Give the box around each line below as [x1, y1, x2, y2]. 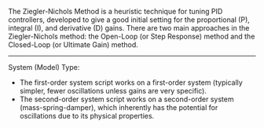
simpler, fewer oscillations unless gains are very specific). [19, 86, 207, 95]
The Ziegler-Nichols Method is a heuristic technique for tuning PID [8, 7, 223, 16]
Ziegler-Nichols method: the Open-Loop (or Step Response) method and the [8, 31, 255, 41]
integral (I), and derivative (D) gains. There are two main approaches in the [8, 24, 250, 32]
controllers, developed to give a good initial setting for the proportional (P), [8, 15, 250, 24]
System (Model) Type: [8, 63, 80, 71]
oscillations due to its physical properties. [19, 112, 155, 120]
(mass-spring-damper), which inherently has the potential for [19, 103, 218, 112]
